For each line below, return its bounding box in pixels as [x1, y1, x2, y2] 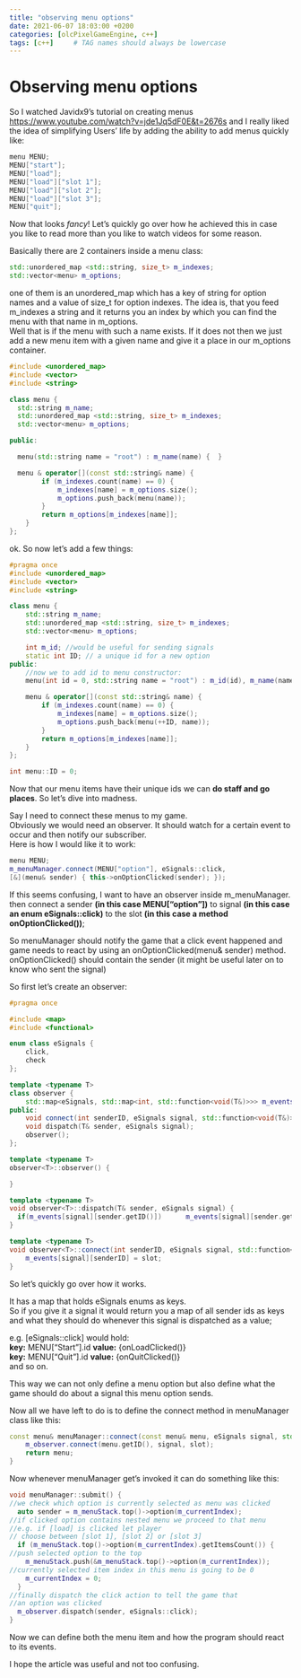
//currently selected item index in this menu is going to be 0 [9, 1565, 254, 1575]
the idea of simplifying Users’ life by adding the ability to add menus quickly [9, 126, 289, 136]
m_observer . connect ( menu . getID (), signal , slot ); [25, 1440, 215, 1449]
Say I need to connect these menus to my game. [9, 810, 188, 821]
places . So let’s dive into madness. [9, 793, 138, 804]
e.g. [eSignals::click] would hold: [9, 1332, 130, 1342]
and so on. [9, 1360, 49, 1371]
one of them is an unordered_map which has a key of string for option [9, 288, 267, 299]
